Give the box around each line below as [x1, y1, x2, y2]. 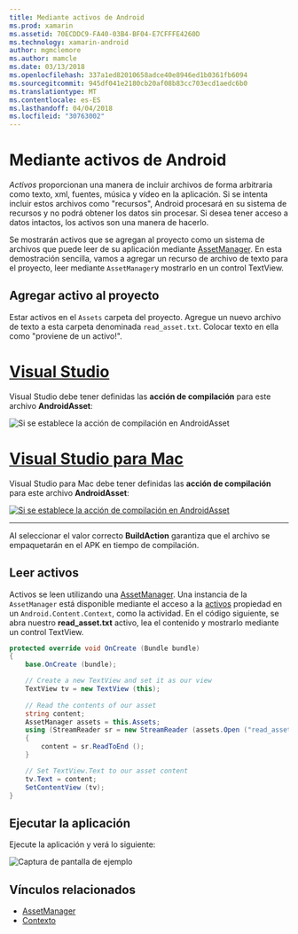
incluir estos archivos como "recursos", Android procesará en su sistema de [9, 199, 287, 209]
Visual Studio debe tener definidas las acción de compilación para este [9, 391, 271, 402]
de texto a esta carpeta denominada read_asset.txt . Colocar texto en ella [9, 321, 279, 332]
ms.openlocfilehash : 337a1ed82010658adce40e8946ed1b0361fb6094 [9, 71, 248, 80]
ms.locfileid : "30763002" [9, 112, 105, 121]
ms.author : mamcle [9, 54, 77, 63]
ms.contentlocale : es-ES [9, 95, 101, 105]
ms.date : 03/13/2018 [9, 63, 86, 72]
